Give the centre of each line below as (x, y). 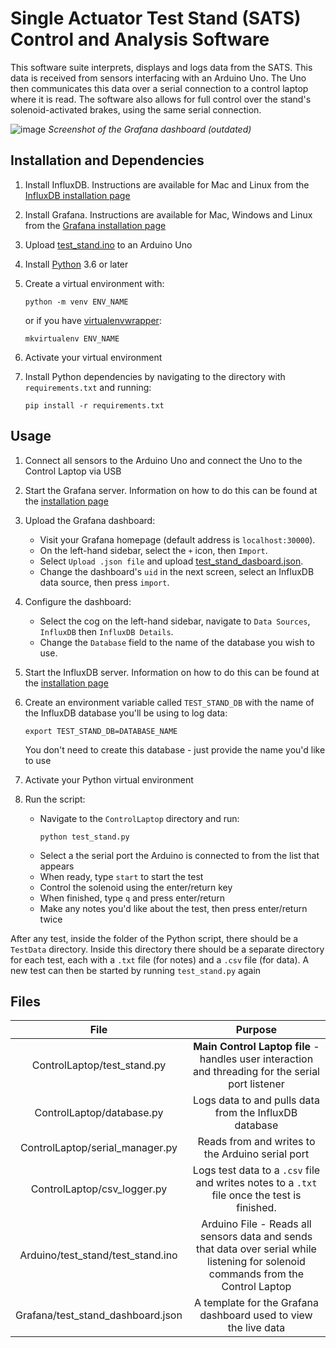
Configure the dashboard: (78, 601)
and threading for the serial (256, 1072)
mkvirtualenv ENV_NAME (72, 338)
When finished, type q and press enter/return (132, 898)
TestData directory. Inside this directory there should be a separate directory (167, 949)
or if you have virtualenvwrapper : (93, 320)
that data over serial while (256, 1249)
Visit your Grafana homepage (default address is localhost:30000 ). (177, 539)
